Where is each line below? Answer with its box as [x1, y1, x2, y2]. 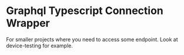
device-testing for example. [6, 42, 73, 49]
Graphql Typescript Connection [6, 4, 163, 18]
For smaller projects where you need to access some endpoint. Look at [6, 36, 178, 43]
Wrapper [6, 16, 50, 30]
